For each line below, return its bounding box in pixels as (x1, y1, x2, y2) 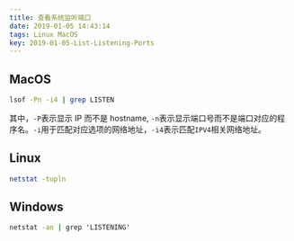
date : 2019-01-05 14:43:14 (9, 22, 111, 31)
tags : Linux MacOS (9, 30, 78, 39)
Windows (9, 200, 64, 215)
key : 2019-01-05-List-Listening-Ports (9, 38, 155, 48)
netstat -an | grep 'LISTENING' (9, 223, 130, 232)
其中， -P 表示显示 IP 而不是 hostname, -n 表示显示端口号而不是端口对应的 (9, 112, 278, 123)
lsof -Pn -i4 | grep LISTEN (9, 95, 115, 104)
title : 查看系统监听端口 (9, 13, 92, 22)
